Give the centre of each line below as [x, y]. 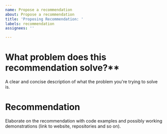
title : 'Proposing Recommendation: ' [44, 19]
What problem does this [56, 57]
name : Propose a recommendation [39, 10]
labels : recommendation [30, 24]
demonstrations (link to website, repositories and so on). [63, 126]
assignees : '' [20, 28]
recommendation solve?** [62, 68]
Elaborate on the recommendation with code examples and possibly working [84, 121]
